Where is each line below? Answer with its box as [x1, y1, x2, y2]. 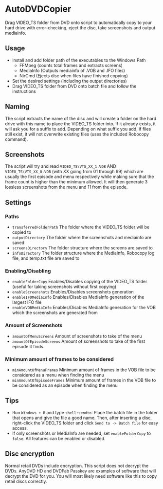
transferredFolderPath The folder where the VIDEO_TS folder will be [12, 224, 150, 230]
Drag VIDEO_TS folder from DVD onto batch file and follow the [12, 83, 137, 89]
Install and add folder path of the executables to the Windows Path [12, 57, 146, 63]
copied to [12, 229, 32, 235]
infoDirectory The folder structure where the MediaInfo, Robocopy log [12, 250, 155, 256]
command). [5, 136, 28, 142]
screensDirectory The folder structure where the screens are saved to [12, 245, 153, 251]
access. [12, 425, 28, 431]
